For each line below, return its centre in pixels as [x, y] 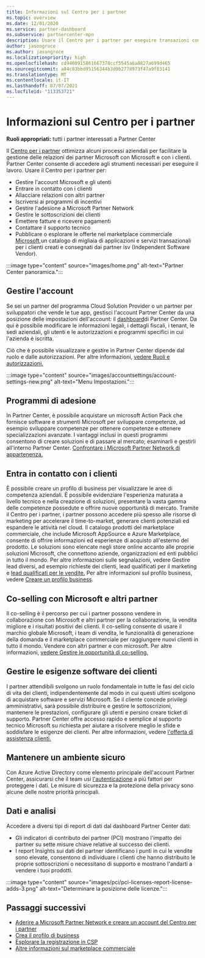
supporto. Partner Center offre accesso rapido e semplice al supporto [94, 719]
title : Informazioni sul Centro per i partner [67, 12]
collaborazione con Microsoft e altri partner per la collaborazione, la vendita [102, 620]
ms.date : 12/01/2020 [33, 23]
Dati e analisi [31, 811]
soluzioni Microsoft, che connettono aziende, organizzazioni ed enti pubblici [102, 554]
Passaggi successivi [46, 908]
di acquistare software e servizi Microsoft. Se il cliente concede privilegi [97, 699]
